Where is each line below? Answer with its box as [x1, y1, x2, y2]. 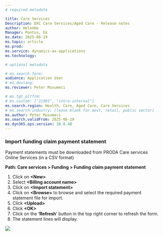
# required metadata [5, 7, 48, 12]
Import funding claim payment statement [5, 138, 106, 145]
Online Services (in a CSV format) [5, 155, 75, 160]
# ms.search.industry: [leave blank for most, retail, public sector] [5, 108, 155, 113]
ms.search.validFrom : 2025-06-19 [5, 117, 75, 122]
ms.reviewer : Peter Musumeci [5, 85, 66, 90]
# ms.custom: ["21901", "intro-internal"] [5, 98, 94, 103]
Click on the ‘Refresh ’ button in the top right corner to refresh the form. [12, 211, 159, 217]
